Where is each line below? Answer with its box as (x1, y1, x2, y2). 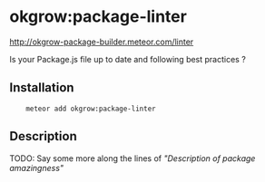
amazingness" (9, 162, 64, 173)
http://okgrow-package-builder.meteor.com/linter (9, 36, 194, 47)
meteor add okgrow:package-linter (25, 104, 156, 113)
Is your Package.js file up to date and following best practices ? (9, 53, 247, 64)
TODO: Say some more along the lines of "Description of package (9, 152, 256, 164)
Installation (9, 80, 74, 96)
